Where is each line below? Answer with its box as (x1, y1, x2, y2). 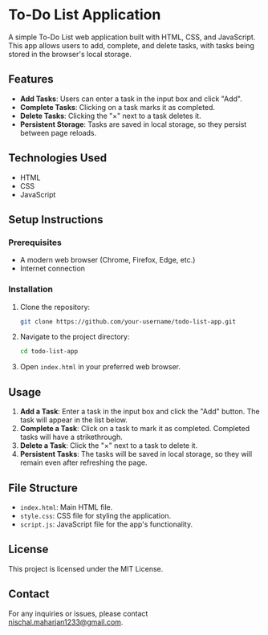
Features (8, 72, 54, 86)
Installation (8, 283, 54, 295)
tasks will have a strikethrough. (19, 432, 123, 442)
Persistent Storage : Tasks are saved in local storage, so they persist (19, 119, 247, 129)
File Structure (8, 481, 78, 495)
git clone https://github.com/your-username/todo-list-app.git (19, 317, 237, 326)
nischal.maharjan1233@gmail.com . (8, 617, 124, 627)
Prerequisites (8, 237, 62, 248)
